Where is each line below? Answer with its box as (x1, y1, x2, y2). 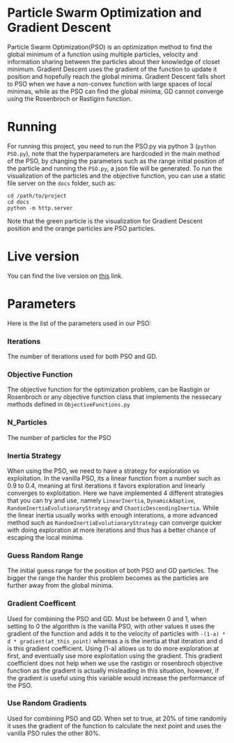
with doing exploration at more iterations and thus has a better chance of (7, 526, 217, 534)
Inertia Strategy (7, 451, 61, 460)
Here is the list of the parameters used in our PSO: (7, 319, 152, 327)
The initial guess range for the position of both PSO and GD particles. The (7, 566, 219, 575)
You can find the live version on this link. (7, 272, 123, 280)
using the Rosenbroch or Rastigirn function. (7, 94, 132, 102)
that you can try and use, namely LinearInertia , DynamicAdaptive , (7, 496, 196, 504)
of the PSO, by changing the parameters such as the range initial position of (7, 157, 225, 165)
